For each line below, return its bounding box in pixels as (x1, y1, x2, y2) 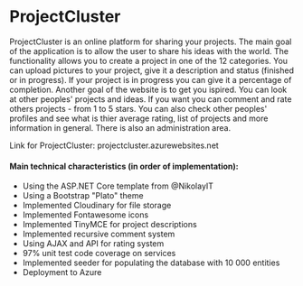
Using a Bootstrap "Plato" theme (22, 190, 144, 201)
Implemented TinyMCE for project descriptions (22, 219, 197, 230)
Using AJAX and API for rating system (22, 238, 165, 249)
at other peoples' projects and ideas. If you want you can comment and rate (9, 93, 292, 105)
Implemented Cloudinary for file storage (22, 200, 172, 211)
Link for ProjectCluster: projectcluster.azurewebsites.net (9, 140, 219, 151)
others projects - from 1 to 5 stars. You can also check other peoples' (9, 103, 268, 114)
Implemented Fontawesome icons (22, 209, 149, 220)
